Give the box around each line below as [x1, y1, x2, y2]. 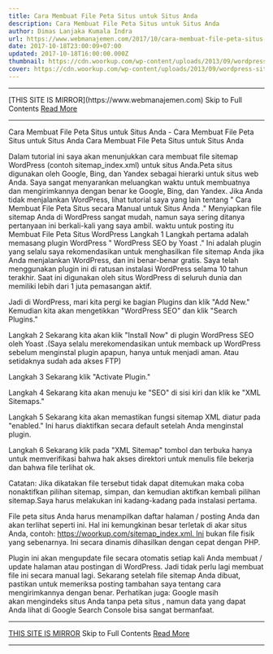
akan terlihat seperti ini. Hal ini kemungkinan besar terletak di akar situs [8, 520, 248, 529]
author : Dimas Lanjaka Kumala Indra [8, 27, 132, 35]
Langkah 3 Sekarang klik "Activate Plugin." [8, 371, 151, 381]
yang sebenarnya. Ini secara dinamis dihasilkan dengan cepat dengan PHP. [8, 537, 261, 546]
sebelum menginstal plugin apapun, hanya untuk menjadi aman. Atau [8, 347, 240, 357]
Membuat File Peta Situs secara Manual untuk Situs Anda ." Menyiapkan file [8, 203, 262, 213]
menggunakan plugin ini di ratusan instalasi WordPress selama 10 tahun [8, 264, 248, 274]
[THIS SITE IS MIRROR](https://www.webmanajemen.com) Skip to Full [8, 94, 242, 104]
